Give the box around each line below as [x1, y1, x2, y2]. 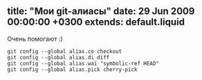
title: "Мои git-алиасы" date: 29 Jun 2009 [7, 6, 195, 17]
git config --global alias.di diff [7, 54, 110, 61]
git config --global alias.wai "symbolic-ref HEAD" [7, 60, 159, 67]
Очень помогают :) [7, 34, 64, 43]
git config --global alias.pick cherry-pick [7, 66, 138, 73]
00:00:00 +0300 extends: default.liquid [7, 17, 185, 28]
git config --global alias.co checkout [7, 48, 122, 54]
